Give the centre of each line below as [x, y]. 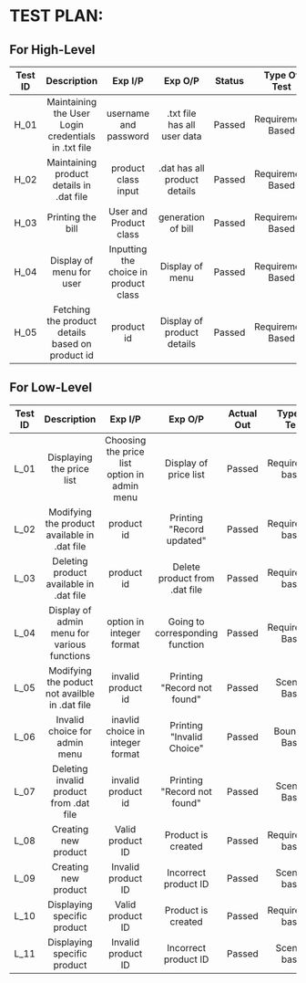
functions [70, 655]
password [128, 136]
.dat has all [181, 168]
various [70, 644]
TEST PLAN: [56, 16]
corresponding [186, 633]
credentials [71, 136]
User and [128, 211]
